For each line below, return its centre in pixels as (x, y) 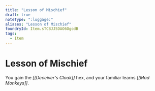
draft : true (18, 15)
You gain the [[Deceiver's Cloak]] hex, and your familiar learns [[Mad (77, 77)
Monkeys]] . (17, 83)
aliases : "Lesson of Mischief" (38, 24)
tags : (11, 34)
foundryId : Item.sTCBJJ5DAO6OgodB (42, 29)
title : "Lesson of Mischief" (36, 10)
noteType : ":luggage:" (29, 19)
